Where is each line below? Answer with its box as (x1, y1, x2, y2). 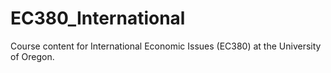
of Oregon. (10, 50, 55, 62)
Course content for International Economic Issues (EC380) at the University (10, 40, 322, 52)
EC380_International (10, 7, 186, 30)
